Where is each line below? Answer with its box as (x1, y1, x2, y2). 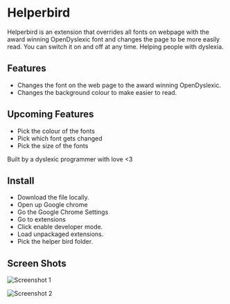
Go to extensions (17, 215, 66, 224)
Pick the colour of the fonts (17, 127, 96, 135)
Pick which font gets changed (17, 134, 103, 143)
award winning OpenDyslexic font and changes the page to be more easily (7, 35, 220, 43)
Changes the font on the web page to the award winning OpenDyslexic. (17, 81, 222, 89)
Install (7, 175, 35, 186)
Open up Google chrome (17, 201, 88, 209)
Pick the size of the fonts (17, 141, 89, 150)
